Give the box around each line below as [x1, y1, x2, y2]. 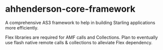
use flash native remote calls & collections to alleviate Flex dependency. [5, 39, 153, 45]
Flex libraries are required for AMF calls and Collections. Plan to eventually [5, 34, 158, 40]
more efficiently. [5, 25, 39, 30]
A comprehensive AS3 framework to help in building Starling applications [5, 20, 156, 25]
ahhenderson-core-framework [5, 3, 136, 15]
